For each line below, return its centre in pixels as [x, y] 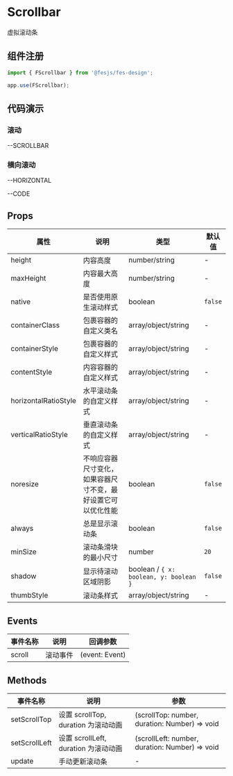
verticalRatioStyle [39, 435]
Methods [27, 680]
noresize [25, 484]
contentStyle [32, 372]
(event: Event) [103, 655]
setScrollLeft [31, 743]
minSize [24, 552]
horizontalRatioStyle [43, 401]
